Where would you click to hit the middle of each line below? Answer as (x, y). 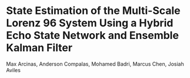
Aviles (13, 70)
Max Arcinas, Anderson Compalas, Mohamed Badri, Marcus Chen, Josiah (95, 64)
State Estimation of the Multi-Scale (93, 11)
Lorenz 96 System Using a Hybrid (90, 23)
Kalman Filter (39, 48)
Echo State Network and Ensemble (93, 36)
